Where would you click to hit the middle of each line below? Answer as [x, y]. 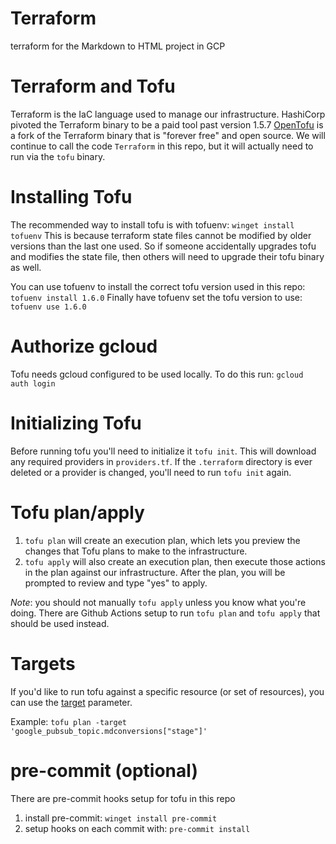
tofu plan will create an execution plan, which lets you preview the [162, 540]
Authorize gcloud [84, 346]
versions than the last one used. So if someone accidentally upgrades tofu [163, 246]
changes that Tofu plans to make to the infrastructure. [136, 551]
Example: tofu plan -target [68, 721]
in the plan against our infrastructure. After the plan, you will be [155, 572]
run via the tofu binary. [58, 156]
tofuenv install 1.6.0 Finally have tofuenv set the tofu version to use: [156, 297]
